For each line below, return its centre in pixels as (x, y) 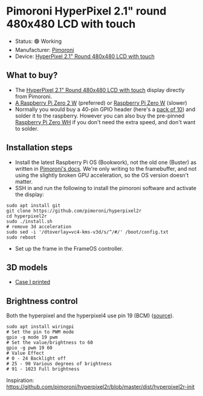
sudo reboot (21, 237)
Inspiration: (20, 380)
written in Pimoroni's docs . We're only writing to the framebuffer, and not (106, 168)
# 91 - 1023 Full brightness (43, 369)
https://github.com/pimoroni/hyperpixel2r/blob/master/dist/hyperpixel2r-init (101, 387)
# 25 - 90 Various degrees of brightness (59, 364)
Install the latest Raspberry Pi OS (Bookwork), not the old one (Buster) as (106, 162)
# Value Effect (25, 353)
